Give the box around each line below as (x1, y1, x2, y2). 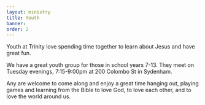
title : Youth (6, 15, 40, 21)
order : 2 (6, 26, 29, 33)
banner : (6, 20, 26, 26)
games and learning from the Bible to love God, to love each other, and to (6, 87, 191, 94)
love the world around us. (6, 93, 71, 100)
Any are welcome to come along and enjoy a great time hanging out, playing (6, 80, 199, 87)
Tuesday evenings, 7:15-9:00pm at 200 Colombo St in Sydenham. (6, 68, 172, 76)
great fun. (6, 50, 32, 57)
